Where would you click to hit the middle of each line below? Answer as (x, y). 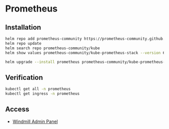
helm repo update (23, 43)
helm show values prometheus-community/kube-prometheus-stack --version (83, 53)
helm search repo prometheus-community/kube (53, 48)
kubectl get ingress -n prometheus (43, 94)
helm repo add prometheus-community (44, 39)
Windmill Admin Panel (35, 121)
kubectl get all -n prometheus (38, 89)
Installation (23, 27)
